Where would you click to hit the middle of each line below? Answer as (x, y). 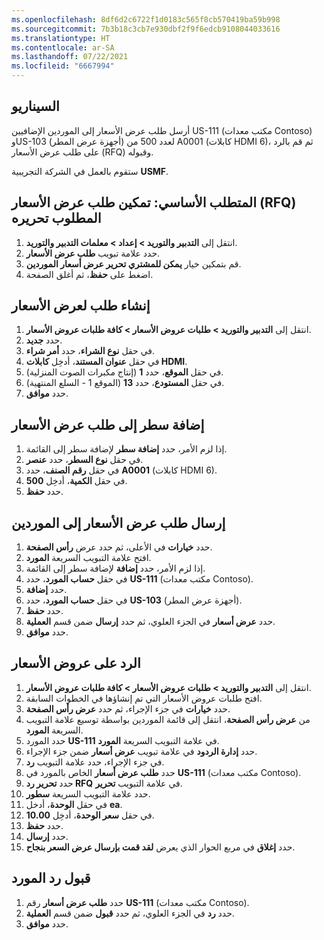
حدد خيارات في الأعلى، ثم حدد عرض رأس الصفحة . (119, 547)
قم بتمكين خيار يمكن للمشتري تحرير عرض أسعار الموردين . (133, 263)
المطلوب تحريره (56, 218)
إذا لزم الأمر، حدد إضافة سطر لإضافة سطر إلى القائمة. (126, 449)
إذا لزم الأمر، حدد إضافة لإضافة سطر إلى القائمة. (115, 568)
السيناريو (35, 106)
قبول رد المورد (51, 878)
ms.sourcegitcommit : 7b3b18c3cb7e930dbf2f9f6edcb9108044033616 (146, 29)
